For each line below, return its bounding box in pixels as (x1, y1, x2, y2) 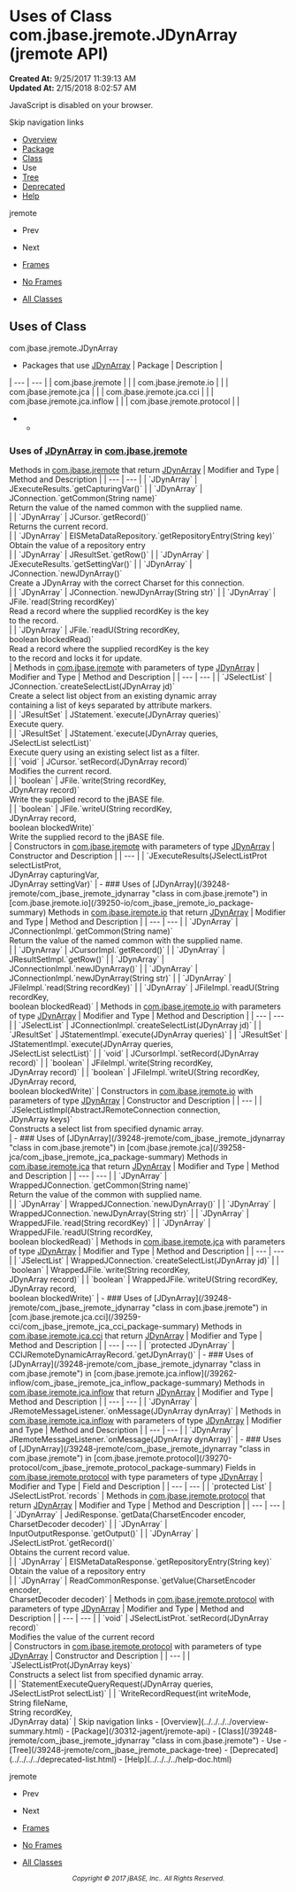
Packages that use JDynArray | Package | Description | (21, 360, 223, 370)
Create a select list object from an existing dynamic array (9, 691, 217, 702)
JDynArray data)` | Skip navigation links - (9, 1717, 159, 1727)
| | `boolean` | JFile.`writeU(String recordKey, (9, 803, 172, 814)
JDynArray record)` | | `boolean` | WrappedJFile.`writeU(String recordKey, (9, 1274, 278, 1285)
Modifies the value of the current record (9, 1632, 155, 1642)
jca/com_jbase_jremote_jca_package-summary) (9, 1151, 186, 1162)
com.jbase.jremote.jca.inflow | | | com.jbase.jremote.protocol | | (9, 396, 240, 407)
